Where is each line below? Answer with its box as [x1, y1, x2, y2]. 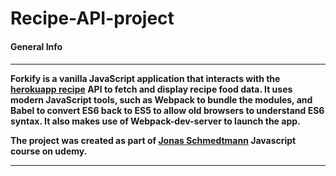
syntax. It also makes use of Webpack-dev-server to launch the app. [10, 115, 301, 127]
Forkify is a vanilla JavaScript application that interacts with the [10, 73, 281, 85]
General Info [10, 40, 63, 52]
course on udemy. [10, 145, 88, 157]
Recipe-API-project [10, 7, 175, 30]
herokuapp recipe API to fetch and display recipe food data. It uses [10, 83, 293, 96]
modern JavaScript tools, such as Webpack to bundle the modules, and [10, 94, 313, 106]
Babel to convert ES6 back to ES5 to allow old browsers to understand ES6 [10, 105, 325, 117]
